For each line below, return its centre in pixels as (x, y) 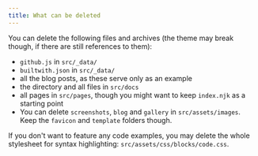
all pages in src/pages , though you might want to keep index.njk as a (133, 95)
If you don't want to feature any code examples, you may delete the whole (129, 136)
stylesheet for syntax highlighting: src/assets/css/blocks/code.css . (119, 143)
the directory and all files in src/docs (79, 87)
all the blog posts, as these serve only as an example (106, 78)
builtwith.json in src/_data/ (67, 70)
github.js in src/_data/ (58, 61)
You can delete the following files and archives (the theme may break (121, 38)
